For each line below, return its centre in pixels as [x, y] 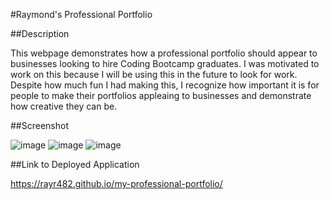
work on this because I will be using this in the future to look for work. [154, 74]
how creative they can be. [64, 106]
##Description [40, 33]
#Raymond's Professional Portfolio [81, 14]
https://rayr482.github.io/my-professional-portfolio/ [116, 183]
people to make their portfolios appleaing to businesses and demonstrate [161, 95]
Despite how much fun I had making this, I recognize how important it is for [165, 85]
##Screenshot [39, 125]
